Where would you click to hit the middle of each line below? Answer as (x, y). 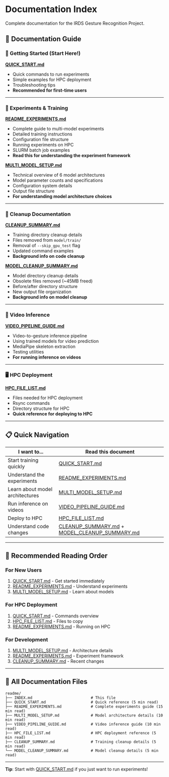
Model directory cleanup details (46, 276)
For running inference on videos (47, 357)
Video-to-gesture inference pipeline (50, 335)
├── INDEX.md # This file (60, 698)
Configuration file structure (40, 139)
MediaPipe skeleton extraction (44, 346)
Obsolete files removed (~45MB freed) (53, 281)
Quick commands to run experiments (51, 74)
